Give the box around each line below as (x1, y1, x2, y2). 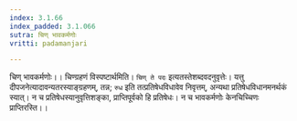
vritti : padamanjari (9, 38, 89, 48)
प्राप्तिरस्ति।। (9, 102, 48, 114)
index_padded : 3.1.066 (9, 22, 96, 31)
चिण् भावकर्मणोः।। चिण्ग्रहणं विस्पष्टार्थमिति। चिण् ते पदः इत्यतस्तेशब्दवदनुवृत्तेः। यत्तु (9, 72, 245, 83)
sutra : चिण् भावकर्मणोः (9, 30, 77, 39)
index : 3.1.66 (9, 13, 64, 23)
